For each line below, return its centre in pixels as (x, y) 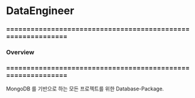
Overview (20, 52)
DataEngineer (40, 11)
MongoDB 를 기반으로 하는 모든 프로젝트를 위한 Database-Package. (85, 89)
